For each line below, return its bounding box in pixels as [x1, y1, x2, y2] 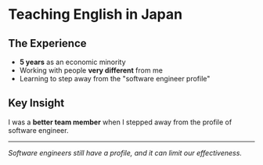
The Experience [8, 37, 88, 50]
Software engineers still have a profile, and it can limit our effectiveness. [8, 148, 243, 157]
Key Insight [8, 96, 65, 110]
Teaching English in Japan [8, 5, 182, 23]
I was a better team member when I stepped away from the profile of [8, 117, 232, 127]
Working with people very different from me [19, 66, 163, 75]
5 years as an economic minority [19, 57, 127, 66]
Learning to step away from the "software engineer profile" [19, 74, 211, 83]
